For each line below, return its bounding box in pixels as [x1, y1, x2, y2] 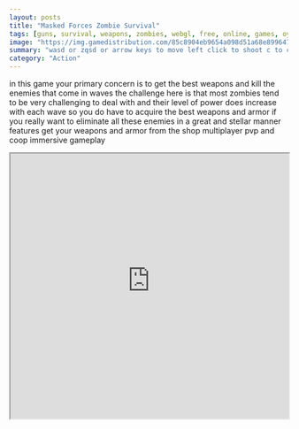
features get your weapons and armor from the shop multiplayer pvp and [9, 126, 275, 135]
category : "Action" [9, 54, 81, 63]
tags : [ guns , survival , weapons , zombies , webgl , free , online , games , [9, 29, 279, 38]
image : [9, 37, 34, 47]
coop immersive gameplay [9, 134, 106, 145]
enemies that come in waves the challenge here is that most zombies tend [9, 88, 280, 98]
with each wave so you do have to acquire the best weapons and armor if [9, 107, 277, 117]
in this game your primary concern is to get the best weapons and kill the [9, 79, 276, 88]
